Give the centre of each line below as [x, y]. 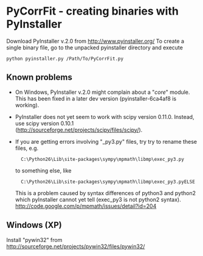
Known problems [40, 77]
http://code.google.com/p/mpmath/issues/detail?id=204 [86, 206]
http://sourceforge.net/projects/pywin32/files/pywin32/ [76, 246]
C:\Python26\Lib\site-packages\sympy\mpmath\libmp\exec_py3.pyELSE [108, 182]
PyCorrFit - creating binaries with [93, 11]
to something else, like [43, 170]
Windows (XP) [34, 225]
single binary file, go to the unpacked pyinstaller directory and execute [95, 48]
